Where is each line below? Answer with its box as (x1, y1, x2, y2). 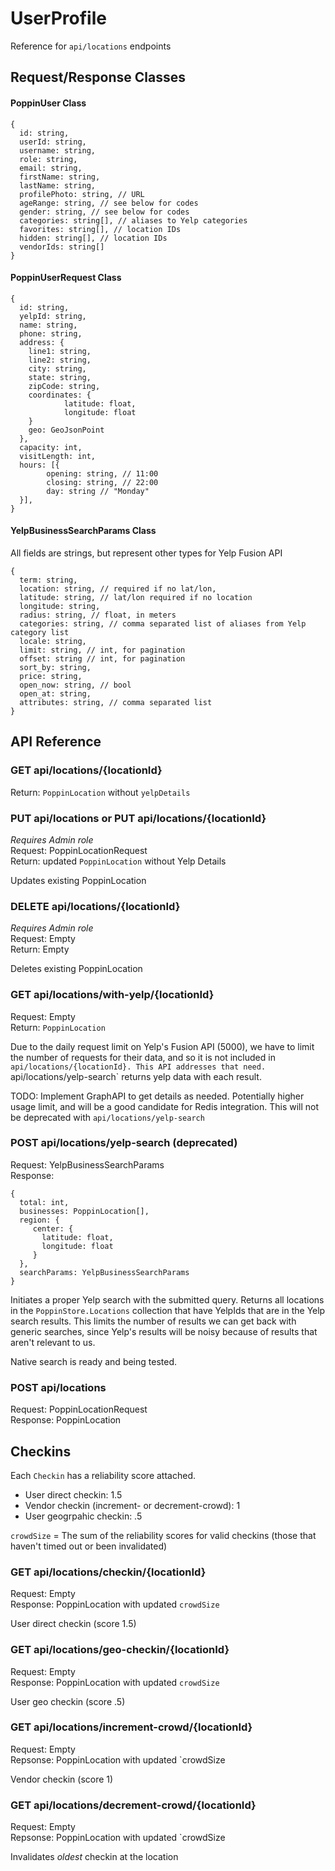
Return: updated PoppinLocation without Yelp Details (10, 855, 227, 867)
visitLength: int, (19, 451, 97, 461)
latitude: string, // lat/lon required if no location (19, 592, 253, 602)
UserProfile (10, 7, 107, 30)
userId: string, (19, 137, 87, 147)
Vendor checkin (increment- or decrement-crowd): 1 (24, 1499, 241, 1511)
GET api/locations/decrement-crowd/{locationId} (10, 1798, 257, 1812)
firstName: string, (19, 172, 101, 182)
